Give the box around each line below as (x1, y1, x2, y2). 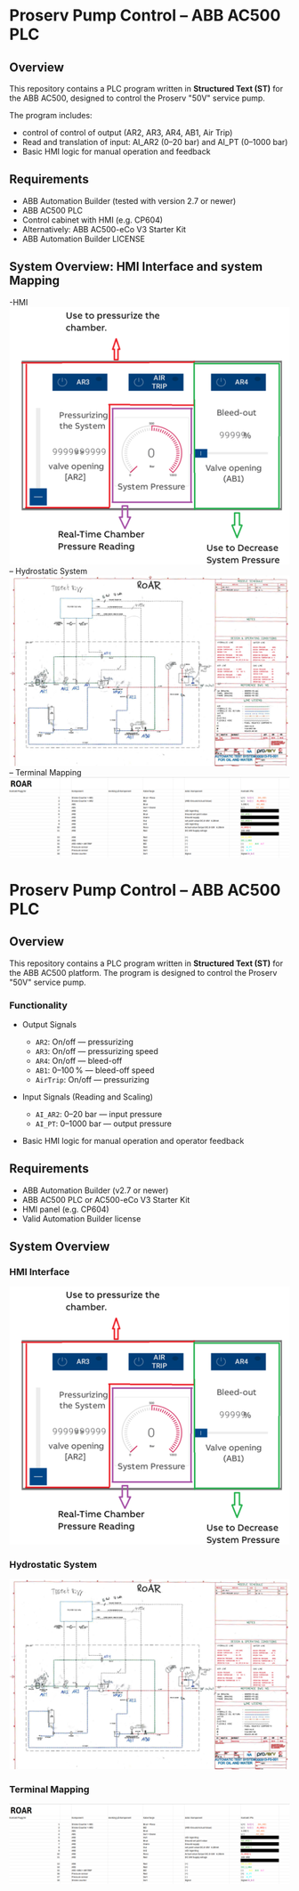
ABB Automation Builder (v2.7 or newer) (21, 1185, 169, 1196)
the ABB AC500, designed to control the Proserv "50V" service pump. (9, 93, 265, 103)
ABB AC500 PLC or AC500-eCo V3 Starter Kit (21, 1194, 190, 1205)
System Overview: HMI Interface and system (9, 259, 263, 274)
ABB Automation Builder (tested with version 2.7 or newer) (21, 195, 237, 206)
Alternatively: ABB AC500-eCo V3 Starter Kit (21, 223, 187, 234)
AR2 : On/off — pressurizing (35, 1036, 133, 1047)
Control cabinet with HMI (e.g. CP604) (21, 215, 163, 225)
